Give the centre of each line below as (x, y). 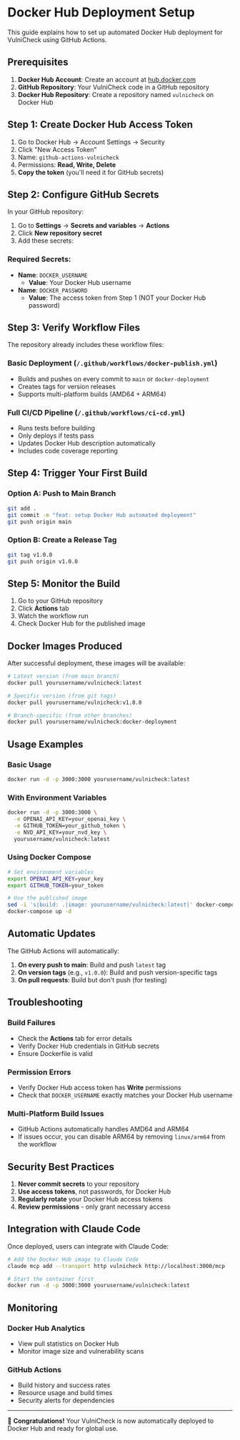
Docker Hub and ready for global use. (63, 1429)
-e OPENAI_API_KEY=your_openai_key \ (70, 819)
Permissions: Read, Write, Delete (67, 164)
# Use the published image (47, 898)
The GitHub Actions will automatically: (64, 951)
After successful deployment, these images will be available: (96, 663)
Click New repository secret (60, 233)
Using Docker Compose (49, 857)
